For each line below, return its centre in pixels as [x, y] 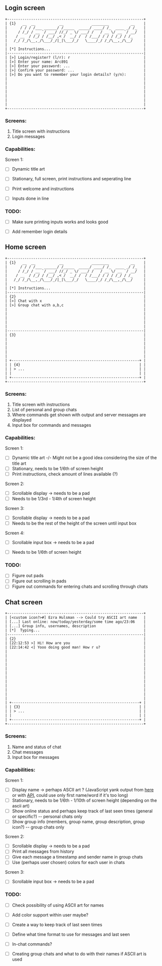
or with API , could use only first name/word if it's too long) [70, 795]
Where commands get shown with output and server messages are [79, 415]
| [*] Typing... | [75, 631]
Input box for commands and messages [52, 425]
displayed [22, 420]
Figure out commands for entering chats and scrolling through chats [80, 587]
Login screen [25, 8]
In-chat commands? [32, 944]
